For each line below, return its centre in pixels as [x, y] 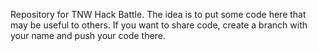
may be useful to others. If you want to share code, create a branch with [159, 25]
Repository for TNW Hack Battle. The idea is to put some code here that [158, 14]
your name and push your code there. [88, 35]
